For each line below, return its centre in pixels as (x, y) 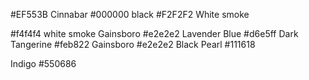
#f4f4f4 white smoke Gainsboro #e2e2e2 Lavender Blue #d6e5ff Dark (154, 33)
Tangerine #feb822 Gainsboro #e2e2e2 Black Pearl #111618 (133, 44)
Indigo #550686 (43, 63)
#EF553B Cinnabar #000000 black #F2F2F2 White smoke (130, 14)
